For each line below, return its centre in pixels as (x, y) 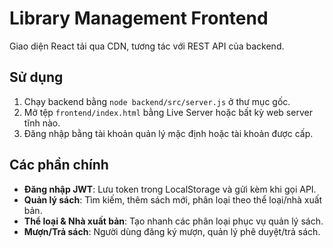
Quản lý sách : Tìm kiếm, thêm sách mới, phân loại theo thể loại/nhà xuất (173, 199)
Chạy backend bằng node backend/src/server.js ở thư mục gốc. (157, 101)
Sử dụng (36, 77)
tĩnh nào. (42, 123)
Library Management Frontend (139, 18)
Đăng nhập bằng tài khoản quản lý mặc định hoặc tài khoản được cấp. (168, 133)
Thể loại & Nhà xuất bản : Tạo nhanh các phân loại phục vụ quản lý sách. (173, 221)
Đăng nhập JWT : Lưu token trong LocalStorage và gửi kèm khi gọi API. (170, 189)
